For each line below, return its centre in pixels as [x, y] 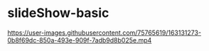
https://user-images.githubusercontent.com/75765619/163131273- [104, 33]
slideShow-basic [58, 13]
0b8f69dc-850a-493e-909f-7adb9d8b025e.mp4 [80, 40]
